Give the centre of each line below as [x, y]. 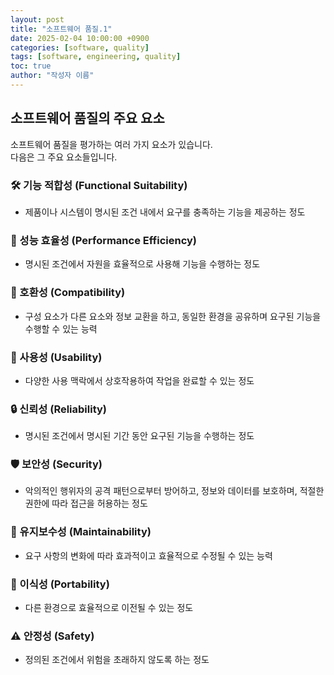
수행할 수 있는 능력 [61, 328]
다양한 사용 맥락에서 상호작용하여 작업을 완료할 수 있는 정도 [139, 380]
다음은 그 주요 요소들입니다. [64, 157]
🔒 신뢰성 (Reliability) [59, 409]
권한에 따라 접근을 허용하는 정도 [86, 503]
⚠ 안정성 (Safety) [52, 636]
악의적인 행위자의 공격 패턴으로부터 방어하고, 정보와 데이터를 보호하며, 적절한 [174, 491]
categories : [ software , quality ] [80, 47]
